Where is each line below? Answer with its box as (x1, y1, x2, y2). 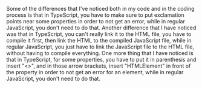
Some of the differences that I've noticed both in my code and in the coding (6, 5, 195, 12)
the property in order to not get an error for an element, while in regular (6, 69, 184, 75)
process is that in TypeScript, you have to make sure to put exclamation (6, 11, 184, 19)
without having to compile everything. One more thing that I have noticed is (6, 50, 194, 56)
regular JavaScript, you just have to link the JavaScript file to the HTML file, (6, 43, 195, 50)
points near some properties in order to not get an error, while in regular (6, 18, 186, 25)
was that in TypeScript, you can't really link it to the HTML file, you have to (6, 31, 192, 38)
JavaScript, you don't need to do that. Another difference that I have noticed (6, 24, 197, 31)
